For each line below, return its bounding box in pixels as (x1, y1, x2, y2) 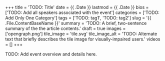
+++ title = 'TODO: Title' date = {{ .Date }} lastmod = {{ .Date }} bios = (5, 4, 149, 10)
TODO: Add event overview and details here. (5, 51, 97, 57)
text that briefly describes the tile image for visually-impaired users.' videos (5, 36, 160, 42)
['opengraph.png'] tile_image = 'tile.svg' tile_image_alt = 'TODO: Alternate (5, 31, 157, 36)
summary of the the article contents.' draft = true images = (5, 25, 126, 31)
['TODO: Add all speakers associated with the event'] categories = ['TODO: (5, 9, 160, 15)
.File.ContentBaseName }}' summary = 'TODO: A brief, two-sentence (5, 20, 147, 26)
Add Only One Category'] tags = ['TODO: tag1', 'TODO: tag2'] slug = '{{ (5, 15, 151, 20)
